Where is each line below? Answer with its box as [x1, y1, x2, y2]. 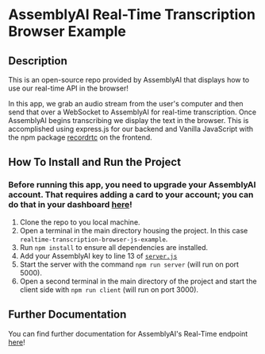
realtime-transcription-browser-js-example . [19, 234, 168, 244]
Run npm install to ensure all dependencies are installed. [19, 242, 209, 252]
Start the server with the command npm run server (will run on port [19, 260, 240, 269]
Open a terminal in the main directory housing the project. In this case [19, 225, 248, 235]
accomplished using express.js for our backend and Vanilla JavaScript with [8, 125, 254, 133]
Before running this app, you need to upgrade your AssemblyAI [8, 179, 256, 190]
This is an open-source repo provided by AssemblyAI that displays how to [8, 75, 250, 84]
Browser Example [8, 22, 127, 40]
